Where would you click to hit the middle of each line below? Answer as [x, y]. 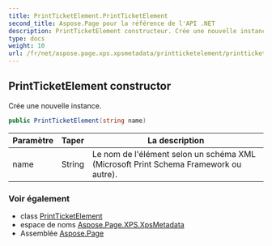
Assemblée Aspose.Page [62, 233]
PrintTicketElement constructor [90, 86]
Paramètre [33, 140]
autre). [104, 174]
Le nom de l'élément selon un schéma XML [174, 154]
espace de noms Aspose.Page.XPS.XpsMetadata [102, 224]
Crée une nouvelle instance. [55, 105]
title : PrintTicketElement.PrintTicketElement [88, 16]
